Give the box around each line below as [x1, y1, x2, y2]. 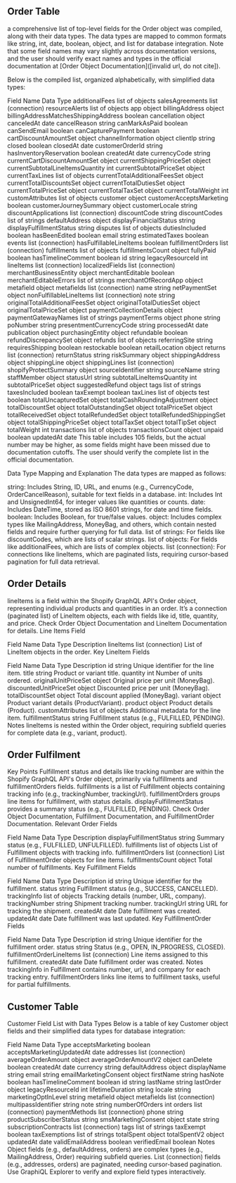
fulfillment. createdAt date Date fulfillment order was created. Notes [7, 958, 204, 966]
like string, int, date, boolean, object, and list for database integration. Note [7, 39, 224, 48]
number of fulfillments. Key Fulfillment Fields [7, 863, 136, 872]
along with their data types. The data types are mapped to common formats [7, 32, 227, 40]
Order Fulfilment [7, 749, 81, 761]
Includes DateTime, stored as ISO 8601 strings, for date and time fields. [7, 505, 213, 513]
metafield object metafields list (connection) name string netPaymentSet [7, 283, 217, 291]
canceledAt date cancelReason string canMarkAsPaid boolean [7, 119, 188, 127]
